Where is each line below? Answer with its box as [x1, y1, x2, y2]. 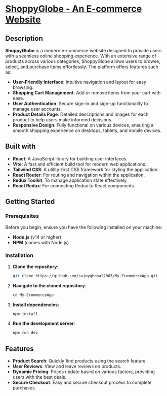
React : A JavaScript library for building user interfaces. [12, 155, 128, 161]
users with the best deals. [12, 374, 67, 380]
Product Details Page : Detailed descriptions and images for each [12, 111, 149, 117]
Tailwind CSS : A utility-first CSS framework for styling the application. [12, 166, 159, 173]
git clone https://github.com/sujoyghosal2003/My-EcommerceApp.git [12, 273, 158, 278]
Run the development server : [12, 320, 75, 326]
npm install [12, 311, 38, 316]
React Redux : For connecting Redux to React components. [12, 182, 136, 188]
